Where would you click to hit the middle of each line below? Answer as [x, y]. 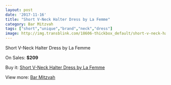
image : [12, 33]
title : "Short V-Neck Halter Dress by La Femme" [58, 19]
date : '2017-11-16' [26, 15]
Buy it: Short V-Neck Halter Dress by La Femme [55, 67]
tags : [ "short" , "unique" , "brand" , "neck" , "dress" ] [59, 29]
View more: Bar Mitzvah [30, 77]
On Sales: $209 [22, 58]
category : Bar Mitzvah [29, 24]
